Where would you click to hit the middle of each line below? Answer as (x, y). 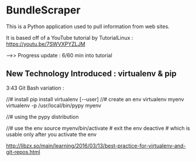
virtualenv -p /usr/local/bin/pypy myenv (54, 105)
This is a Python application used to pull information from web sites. (88, 26)
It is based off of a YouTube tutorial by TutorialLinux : (70, 37)
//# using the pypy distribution (42, 117)
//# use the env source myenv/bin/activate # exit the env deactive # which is (98, 128)
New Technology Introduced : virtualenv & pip (91, 74)
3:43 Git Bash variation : (35, 88)
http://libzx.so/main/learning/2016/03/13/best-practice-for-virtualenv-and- (96, 145)
